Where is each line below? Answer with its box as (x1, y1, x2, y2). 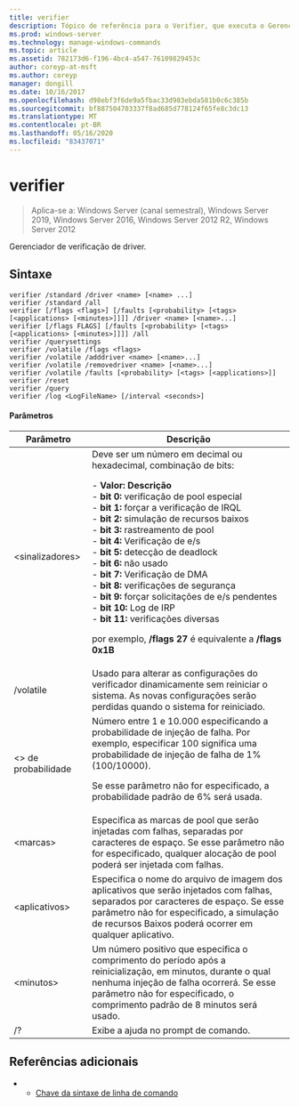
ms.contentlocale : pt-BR (9, 121, 101, 130)
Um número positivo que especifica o (92, 942, 248, 955)
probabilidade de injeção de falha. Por (92, 726, 251, 739)
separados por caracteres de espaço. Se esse (92, 895, 285, 908)
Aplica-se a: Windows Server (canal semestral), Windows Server (30, 205, 269, 215)
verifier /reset (9, 375, 69, 385)
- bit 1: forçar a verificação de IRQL (92, 501, 242, 513)
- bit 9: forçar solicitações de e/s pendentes (92, 590, 278, 602)
